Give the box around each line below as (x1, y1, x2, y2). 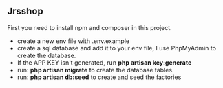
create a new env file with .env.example (17, 37, 129, 45)
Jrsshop (7, 5, 43, 17)
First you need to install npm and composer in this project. (7, 23, 172, 31)
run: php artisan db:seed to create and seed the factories (17, 73, 182, 81)
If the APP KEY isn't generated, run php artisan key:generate (17, 58, 192, 67)
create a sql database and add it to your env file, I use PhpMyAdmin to (17, 44, 217, 52)
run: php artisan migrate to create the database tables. (17, 65, 174, 74)
